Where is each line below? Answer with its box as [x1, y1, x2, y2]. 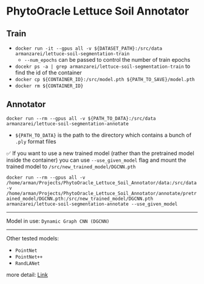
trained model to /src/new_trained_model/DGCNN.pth [6, 162, 136, 170]
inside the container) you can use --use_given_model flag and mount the [6, 156, 186, 163]
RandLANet [15, 260, 41, 266]
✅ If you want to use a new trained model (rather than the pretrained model [6, 150, 194, 157]
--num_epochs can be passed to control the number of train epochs [24, 56, 191, 63]
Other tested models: [6, 234, 59, 242]
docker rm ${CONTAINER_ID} [15, 83, 84, 89]
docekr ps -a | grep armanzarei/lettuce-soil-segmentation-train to [15, 62, 191, 70]
